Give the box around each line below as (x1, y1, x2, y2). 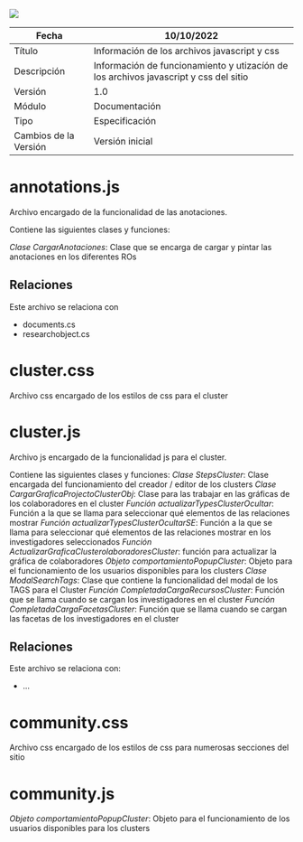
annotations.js (9, 177, 120, 198)
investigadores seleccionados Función (9, 536, 152, 547)
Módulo (14, 100, 47, 112)
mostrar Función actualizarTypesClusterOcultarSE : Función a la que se (9, 517, 273, 528)
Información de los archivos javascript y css (93, 45, 280, 57)
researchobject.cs (22, 328, 90, 339)
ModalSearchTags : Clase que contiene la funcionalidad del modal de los (9, 575, 279, 585)
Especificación (93, 115, 156, 126)
